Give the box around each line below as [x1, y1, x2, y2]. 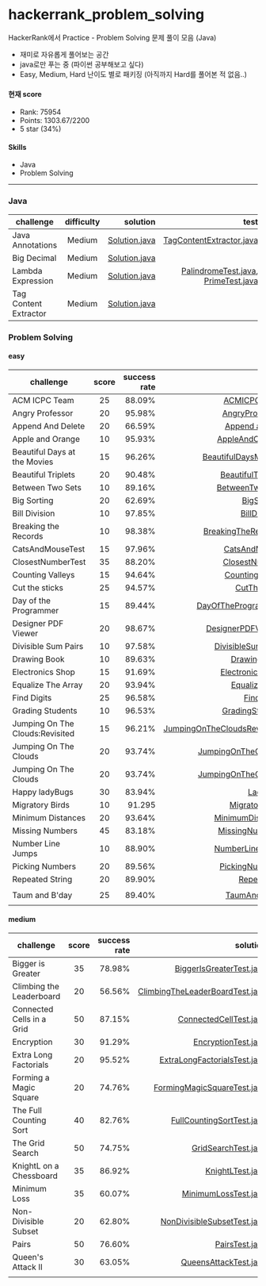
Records [12, 530, 44, 541]
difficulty [64, 216, 101, 227]
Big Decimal [12, 252, 57, 263]
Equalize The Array [12, 679, 83, 690]
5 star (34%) [19, 125, 62, 134]
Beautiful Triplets [12, 469, 76, 480]
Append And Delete [12, 420, 85, 432]
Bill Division [12, 508, 55, 519]
